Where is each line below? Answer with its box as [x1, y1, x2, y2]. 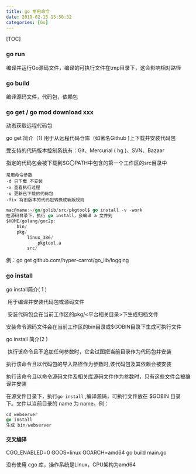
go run [6, 50, 25, 59]
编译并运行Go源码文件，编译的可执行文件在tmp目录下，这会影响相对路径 [6, 64, 181, 71]
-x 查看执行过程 [6, 185, 40, 191]
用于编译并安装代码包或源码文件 [7, 298, 85, 305]
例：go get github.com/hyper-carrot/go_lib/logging [6, 257, 129, 264]
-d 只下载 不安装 [6, 178, 43, 184]
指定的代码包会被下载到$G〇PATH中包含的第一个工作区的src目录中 [6, 159, 167, 167]
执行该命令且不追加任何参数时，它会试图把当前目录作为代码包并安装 [7, 348, 171, 355]
